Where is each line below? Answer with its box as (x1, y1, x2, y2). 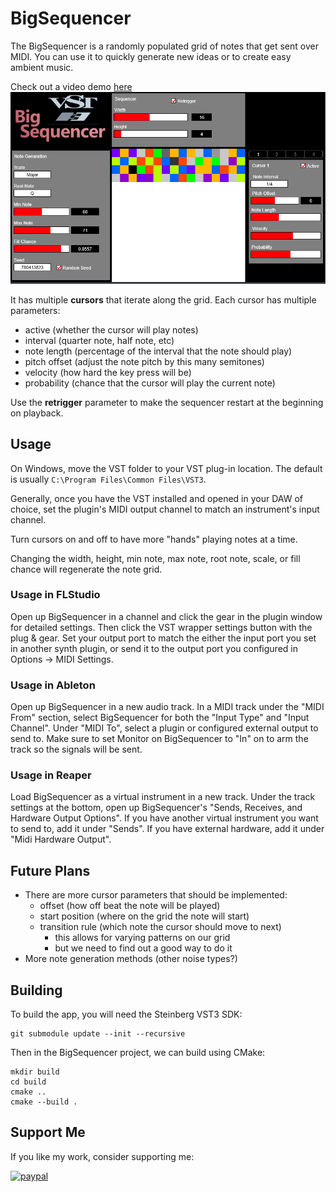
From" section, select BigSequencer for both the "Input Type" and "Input (10, 712, 310, 724)
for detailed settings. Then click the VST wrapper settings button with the (10, 621, 313, 633)
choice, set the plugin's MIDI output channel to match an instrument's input (10, 503, 320, 515)
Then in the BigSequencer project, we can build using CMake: (10, 1047, 266, 1059)
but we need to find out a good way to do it (54, 942, 233, 954)
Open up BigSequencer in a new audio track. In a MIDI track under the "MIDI (10, 701, 325, 713)
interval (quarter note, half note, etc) (24, 334, 175, 346)
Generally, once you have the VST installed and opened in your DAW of (10, 492, 303, 504)
